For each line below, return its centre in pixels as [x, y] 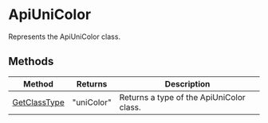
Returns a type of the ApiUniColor [182, 97]
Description [187, 83]
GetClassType [39, 102]
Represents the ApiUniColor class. [65, 37]
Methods [31, 61]
